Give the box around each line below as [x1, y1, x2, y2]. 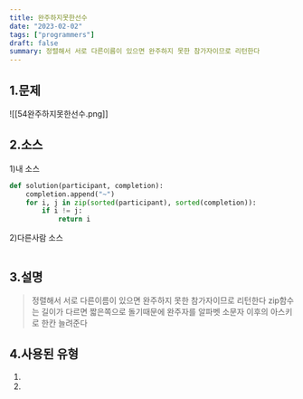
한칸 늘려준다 [41, 318, 88, 328]
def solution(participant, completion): [9, 181, 165, 190]
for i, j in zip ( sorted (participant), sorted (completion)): [25, 198, 257, 207]
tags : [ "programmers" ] [9, 30, 95, 39]
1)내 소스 [9, 163, 41, 174]
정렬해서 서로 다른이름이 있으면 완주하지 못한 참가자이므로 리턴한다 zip [31, 295, 280, 306]
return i [57, 214, 91, 224]
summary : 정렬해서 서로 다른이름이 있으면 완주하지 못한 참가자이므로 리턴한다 [9, 47, 260, 56]
